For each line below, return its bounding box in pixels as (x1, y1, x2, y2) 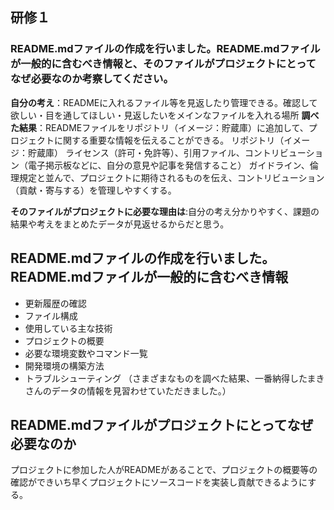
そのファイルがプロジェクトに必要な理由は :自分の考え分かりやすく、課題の (10, 205, 320, 217)
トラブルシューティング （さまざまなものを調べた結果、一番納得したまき (24, 372, 325, 384)
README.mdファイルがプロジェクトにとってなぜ (10, 416, 314, 433)
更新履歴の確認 (24, 297, 87, 309)
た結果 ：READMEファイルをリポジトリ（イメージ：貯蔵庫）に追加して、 (10, 121, 309, 133)
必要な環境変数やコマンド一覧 (24, 347, 148, 359)
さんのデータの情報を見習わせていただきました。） (24, 384, 232, 397)
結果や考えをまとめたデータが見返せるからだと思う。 (10, 218, 230, 230)
